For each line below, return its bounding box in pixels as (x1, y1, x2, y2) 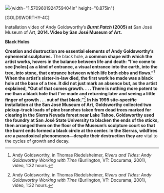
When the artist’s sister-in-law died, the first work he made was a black (5, 75, 153, 81)
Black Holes (5, 39, 30, 44)
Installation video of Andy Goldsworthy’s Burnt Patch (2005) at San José (5, 24, 152, 30)
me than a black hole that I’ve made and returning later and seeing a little (5, 90, 156, 96)
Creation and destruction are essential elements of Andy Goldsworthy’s (5, 48, 154, 54)
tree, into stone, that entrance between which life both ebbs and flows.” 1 (5, 69, 155, 76)
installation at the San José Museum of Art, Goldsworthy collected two (5, 102, 152, 107)
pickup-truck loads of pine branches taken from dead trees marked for (5, 107, 151, 113)
